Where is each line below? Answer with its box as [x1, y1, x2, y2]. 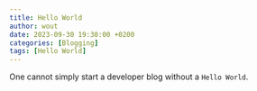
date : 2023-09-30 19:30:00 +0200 [9, 30, 135, 39]
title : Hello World [9, 13, 83, 23]
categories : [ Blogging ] [9, 38, 99, 48]
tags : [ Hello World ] [9, 47, 87, 56]
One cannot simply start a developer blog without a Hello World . [9, 71, 249, 82]
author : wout [9, 22, 59, 31]
